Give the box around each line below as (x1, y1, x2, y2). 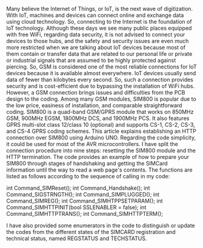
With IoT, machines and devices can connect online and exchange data (6, 12, 184, 19)
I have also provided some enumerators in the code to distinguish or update (6, 222, 195, 229)
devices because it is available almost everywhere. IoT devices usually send (6, 70, 196, 76)
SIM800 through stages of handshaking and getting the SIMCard (6, 160, 168, 167)
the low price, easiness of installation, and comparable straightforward (6, 102, 182, 109)
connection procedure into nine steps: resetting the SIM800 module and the (6, 147, 196, 154)
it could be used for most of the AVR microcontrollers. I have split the (6, 141, 179, 147)
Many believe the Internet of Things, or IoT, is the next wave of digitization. (6, 5, 193, 12)
